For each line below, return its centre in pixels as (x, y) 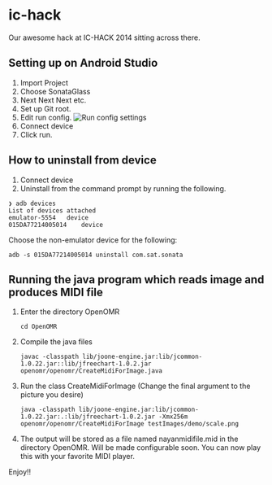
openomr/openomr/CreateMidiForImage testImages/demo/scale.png (130, 424)
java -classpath (47, 410)
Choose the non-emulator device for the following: (93, 240)
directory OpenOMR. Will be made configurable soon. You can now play (140, 448)
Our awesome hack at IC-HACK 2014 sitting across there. (104, 37)
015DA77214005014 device (56, 225)
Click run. (36, 134)
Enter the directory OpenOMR (70, 312)
